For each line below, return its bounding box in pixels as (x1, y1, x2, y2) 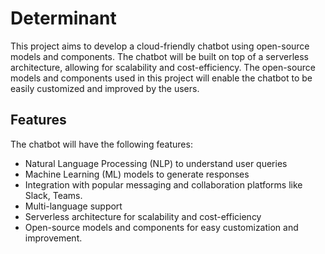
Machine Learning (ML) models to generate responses (24, 168, 250, 180)
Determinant (10, 7, 117, 30)
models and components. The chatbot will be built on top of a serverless (10, 50, 309, 62)
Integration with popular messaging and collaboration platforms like (24, 178, 303, 191)
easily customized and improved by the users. (10, 82, 200, 94)
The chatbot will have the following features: (10, 138, 193, 150)
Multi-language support (24, 200, 123, 212)
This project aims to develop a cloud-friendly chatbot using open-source (10, 40, 310, 52)
